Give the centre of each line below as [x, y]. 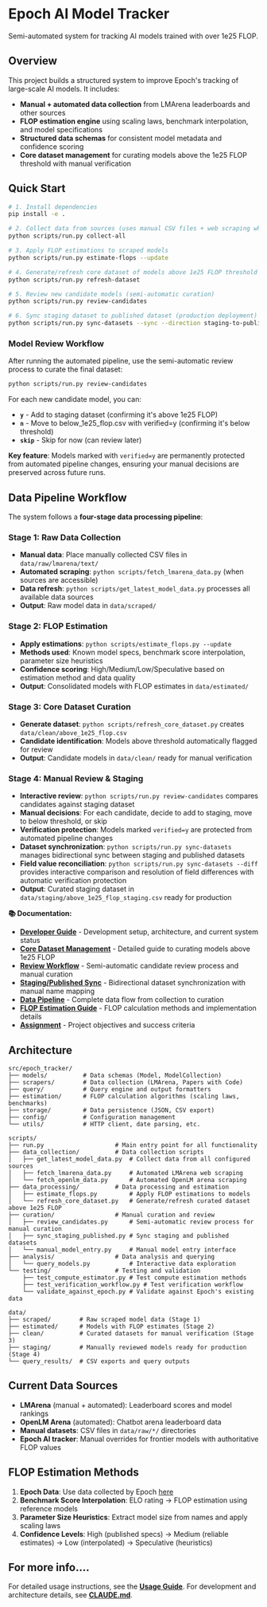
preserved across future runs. [57, 473]
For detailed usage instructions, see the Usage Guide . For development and [132, 1586]
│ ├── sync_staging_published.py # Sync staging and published [118, 1236]
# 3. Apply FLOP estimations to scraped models [89, 251]
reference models [48, 1508]
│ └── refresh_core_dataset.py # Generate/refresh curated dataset [129, 1201]
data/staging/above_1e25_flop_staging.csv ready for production [126, 898]
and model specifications [61, 129]
